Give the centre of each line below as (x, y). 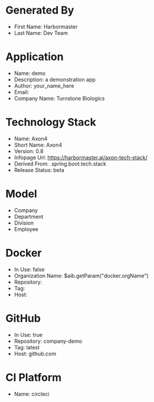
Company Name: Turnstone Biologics (59, 98)
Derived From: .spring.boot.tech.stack (60, 164)
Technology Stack (51, 122)
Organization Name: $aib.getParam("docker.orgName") (81, 275)
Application (35, 57)
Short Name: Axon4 (38, 145)
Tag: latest (27, 347)
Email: (22, 92)
